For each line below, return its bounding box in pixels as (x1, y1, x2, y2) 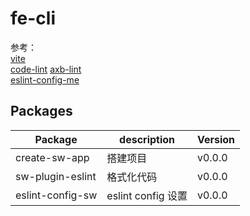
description (119, 132, 176, 146)
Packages (10, 103, 73, 120)
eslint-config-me (10, 73, 80, 86)
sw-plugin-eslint (15, 169, 97, 183)
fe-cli (10, 7, 56, 30)
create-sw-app (15, 150, 90, 164)
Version (196, 132, 235, 146)
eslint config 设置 (106, 188, 188, 202)
